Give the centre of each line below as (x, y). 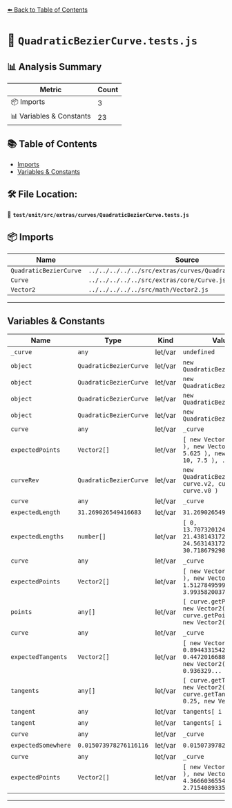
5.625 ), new (204, 454)
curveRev (25, 481)
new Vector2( (204, 664)
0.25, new (199, 701)
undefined (199, 352)
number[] (92, 537)
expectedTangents (39, 657)
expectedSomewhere (41, 746)
